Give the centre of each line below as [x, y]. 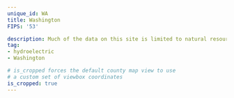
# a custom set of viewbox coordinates [65, 77]
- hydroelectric [31, 52]
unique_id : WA [28, 13]
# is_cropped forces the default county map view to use [92, 70]
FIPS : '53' [23, 26]
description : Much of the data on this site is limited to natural [107, 39]
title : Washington [34, 20]
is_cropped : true [32, 84]
